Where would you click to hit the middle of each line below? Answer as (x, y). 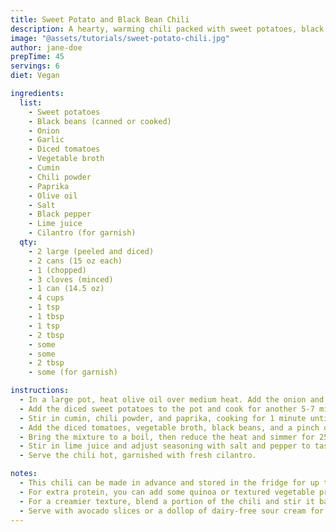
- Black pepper (60, 214)
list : (31, 102)
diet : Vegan (35, 76)
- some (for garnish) (73, 372)
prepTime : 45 (37, 57)
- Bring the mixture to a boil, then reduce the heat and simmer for (167, 437)
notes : (24, 474)
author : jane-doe (46, 47)
